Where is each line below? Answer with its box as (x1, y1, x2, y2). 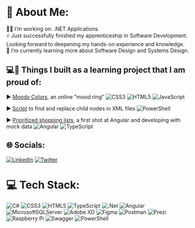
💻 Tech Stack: (6, 178, 80, 191)
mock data (6, 123, 33, 130)
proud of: (6, 77, 42, 87)
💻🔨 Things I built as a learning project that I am (6, 65, 185, 75)
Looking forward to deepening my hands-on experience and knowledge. (6, 40, 185, 47)
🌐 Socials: (6, 140, 45, 150)
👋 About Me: (6, 5, 69, 19)
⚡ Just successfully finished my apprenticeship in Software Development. (6, 32, 188, 39)
